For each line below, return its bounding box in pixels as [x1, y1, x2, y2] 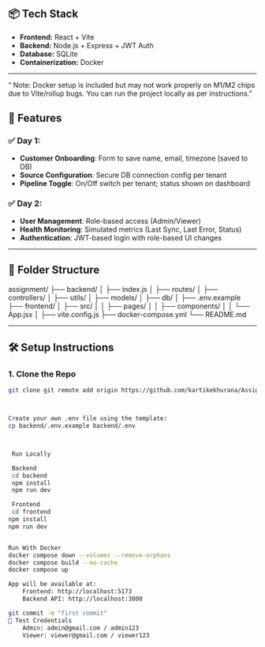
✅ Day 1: [8, 135, 41, 146]
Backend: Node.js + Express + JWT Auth [19, 40, 154, 50]
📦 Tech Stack [8, 7, 79, 21]
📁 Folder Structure [8, 263, 100, 277]
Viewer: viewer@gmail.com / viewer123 [22, 631, 150, 639]
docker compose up [8, 566, 69, 574]
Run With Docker [8, 543, 62, 552]
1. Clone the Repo [8, 368, 77, 379]
